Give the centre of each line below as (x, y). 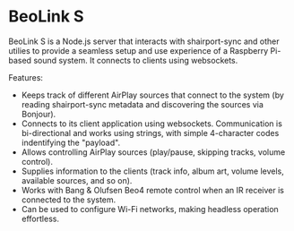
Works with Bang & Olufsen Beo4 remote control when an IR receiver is (152, 190)
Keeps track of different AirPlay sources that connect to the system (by (152, 95)
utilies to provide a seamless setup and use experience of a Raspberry (138, 50)
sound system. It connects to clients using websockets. (136, 60)
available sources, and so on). (77, 180)
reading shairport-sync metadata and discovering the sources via (142, 104)
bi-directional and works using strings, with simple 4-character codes (150, 133)
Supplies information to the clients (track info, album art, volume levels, (152, 171)
